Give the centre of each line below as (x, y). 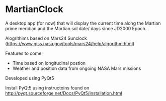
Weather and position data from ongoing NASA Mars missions (77, 68)
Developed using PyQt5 (30, 78)
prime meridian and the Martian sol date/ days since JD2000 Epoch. (76, 28)
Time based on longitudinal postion (49, 63)
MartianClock (34, 9)
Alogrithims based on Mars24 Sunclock (46, 38)
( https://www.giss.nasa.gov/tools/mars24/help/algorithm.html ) (70, 43)
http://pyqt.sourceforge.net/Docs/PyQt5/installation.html (64, 93)
